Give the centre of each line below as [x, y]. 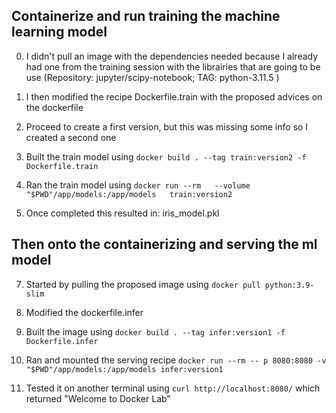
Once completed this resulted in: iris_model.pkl [122, 213]
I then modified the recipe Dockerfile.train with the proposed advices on [174, 96]
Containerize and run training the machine [146, 16]
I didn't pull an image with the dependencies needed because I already [172, 56]
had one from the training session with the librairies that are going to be [173, 66]
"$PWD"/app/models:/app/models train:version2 [129, 194]
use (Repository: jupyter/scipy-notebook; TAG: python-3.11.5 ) [152, 77]
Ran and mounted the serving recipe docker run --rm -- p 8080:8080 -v [176, 360]
